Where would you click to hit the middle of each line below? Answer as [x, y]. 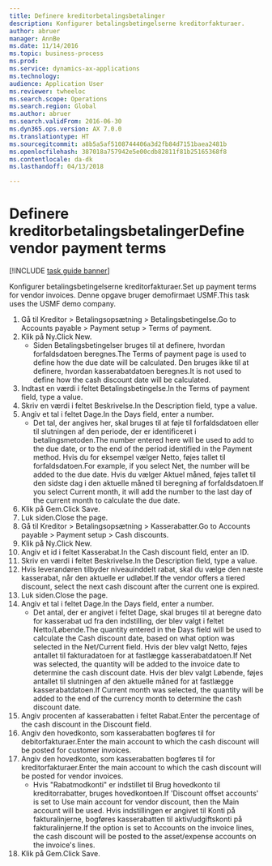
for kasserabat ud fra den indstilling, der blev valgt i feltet [129, 621]
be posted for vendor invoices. [72, 776]
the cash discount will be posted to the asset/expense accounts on [145, 837]
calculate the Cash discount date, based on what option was [134, 638]
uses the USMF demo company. [63, 304]
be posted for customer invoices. [76, 750]
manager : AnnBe [35, 39]
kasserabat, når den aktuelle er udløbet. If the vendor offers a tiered [133, 578]
